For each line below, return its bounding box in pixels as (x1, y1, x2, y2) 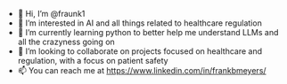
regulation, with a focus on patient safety (17, 56, 168, 65)
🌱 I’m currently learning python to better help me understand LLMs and (17, 27, 279, 37)
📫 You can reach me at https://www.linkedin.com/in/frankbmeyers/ (17, 65, 266, 75)
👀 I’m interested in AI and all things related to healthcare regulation (17, 18, 263, 28)
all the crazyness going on (17, 36, 116, 47)
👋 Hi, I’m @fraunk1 (17, 9, 86, 19)
